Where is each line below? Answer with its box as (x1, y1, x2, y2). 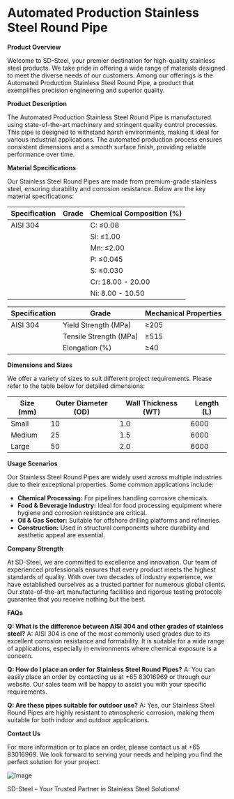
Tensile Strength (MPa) (62, 331, 139, 341)
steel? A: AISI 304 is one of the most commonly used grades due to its (7, 629, 210, 638)
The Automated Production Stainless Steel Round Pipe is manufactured (7, 113, 211, 121)
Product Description (7, 99, 68, 107)
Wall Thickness (125, 398, 178, 408)
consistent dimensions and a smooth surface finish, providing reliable (7, 142, 207, 151)
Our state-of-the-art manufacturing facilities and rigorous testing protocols (7, 588, 222, 596)
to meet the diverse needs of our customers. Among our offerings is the (7, 71, 214, 80)
